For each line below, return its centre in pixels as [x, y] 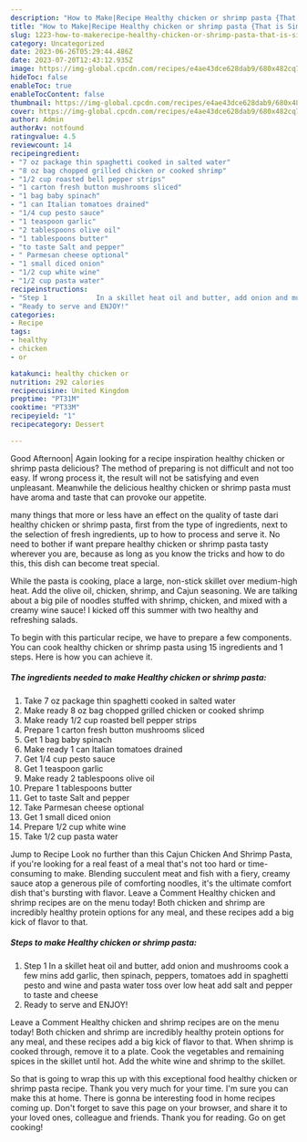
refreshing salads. [44, 619]
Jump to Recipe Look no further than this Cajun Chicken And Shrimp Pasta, [152, 854]
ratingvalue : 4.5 [43, 137]
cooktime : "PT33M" [45, 408]
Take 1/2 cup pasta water [71, 836]
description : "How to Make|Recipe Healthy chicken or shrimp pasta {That [153, 18]
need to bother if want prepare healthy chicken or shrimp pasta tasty [139, 544]
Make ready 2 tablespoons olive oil [89, 778]
